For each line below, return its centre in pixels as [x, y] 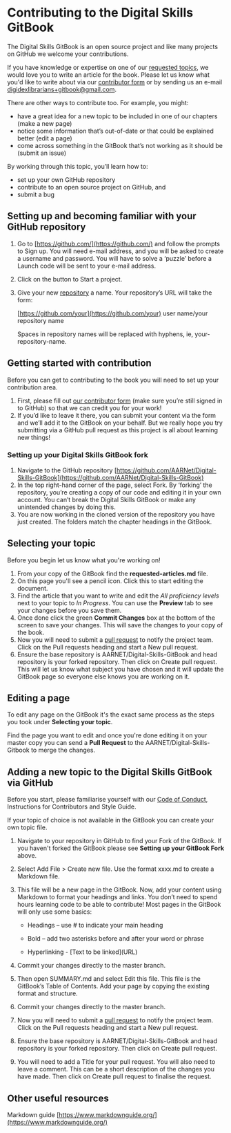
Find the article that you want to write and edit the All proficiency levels [118, 596]
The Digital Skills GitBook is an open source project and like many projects [113, 46]
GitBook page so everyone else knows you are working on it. [103, 676]
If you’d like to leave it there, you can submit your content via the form [116, 415]
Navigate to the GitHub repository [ [67, 470]
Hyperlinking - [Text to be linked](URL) [82, 952]
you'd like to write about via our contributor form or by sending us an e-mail [115, 82]
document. [32, 588]
